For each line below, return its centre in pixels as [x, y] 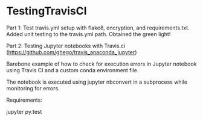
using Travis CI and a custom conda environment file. [72, 70]
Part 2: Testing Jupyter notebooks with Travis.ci [66, 46]
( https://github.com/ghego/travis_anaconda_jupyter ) [72, 52]
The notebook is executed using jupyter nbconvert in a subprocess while [97, 82]
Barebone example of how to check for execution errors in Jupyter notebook [102, 64]
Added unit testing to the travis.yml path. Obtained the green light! [89, 34]
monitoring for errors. [33, 88]
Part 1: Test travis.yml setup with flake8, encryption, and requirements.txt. [98, 28]
